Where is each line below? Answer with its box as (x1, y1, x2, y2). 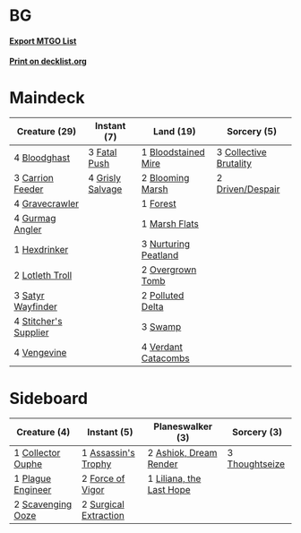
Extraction (82, 510, 125, 522)
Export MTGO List (9, 35, 77, 46)
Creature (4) (16, 426, 71, 439)
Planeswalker (153, 420, 213, 433)
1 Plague (13, 472, 52, 485)
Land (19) (152, 125, 196, 138)
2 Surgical (82, 498, 125, 511)
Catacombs (141, 352, 190, 365)
